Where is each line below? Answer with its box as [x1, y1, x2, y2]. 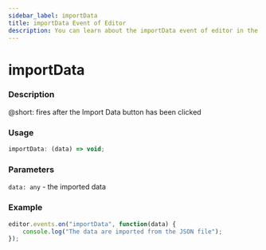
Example [8, 202, 43, 213]
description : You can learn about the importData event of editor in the [8, 26, 259, 34]
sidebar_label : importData [8, 11, 98, 20]
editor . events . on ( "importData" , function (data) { [8, 220, 177, 228]
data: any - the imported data [8, 182, 106, 192]
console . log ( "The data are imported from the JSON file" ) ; [22, 228, 223, 236]
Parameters [8, 164, 54, 175]
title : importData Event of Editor [8, 19, 127, 27]
